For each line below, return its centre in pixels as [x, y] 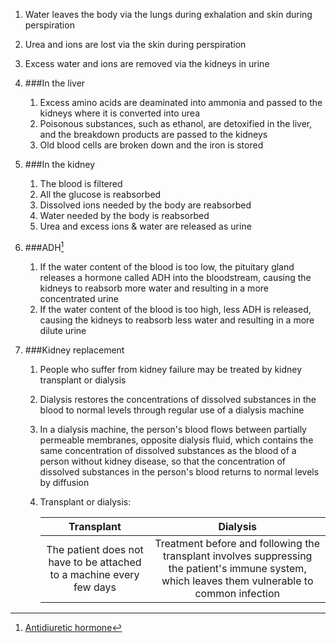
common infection [237, 593]
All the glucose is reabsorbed [100, 194]
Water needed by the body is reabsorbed [124, 215]
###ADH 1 [44, 246]
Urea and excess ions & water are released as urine [145, 226]
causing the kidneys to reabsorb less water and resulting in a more [177, 320]
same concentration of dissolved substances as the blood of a [168, 450]
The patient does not [95, 549]
